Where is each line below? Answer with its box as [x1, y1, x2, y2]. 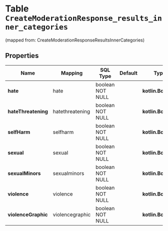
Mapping [60, 69, 83, 76]
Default [119, 69, 137, 76]
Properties [5, 51, 39, 60]
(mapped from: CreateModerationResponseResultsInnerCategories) [5, 37, 145, 43]
